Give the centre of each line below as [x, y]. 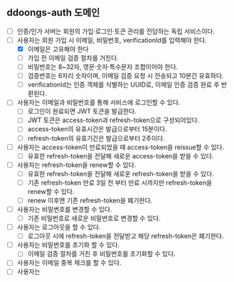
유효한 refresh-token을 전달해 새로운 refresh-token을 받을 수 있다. [121, 173]
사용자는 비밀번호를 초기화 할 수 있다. [68, 245]
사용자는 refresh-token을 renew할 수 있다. [76, 165]
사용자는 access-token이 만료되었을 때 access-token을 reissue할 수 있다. [121, 147]
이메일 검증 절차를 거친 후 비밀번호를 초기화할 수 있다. [101, 254]
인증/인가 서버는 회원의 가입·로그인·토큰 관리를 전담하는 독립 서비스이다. [116, 31]
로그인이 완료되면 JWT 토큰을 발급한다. [82, 112]
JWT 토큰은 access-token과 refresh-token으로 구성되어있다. [113, 120]
